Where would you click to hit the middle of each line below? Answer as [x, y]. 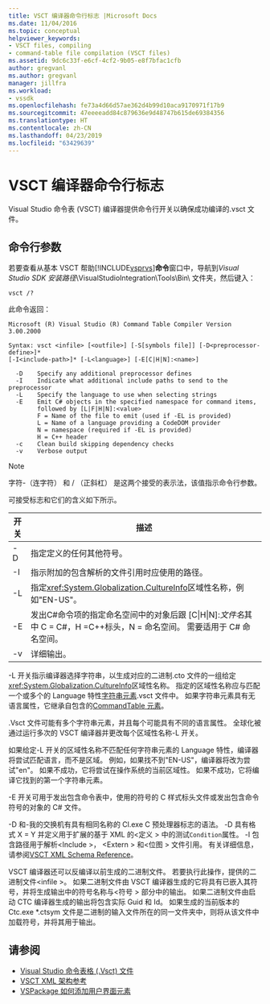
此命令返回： [29, 309]
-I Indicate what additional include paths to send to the [122, 381]
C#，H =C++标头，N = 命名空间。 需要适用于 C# [148, 627]
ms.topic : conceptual [45, 31]
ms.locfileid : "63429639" [51, 143]
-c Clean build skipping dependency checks [95, 444]
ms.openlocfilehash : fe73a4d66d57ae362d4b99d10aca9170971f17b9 [117, 105]
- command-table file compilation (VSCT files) [90, 53]
